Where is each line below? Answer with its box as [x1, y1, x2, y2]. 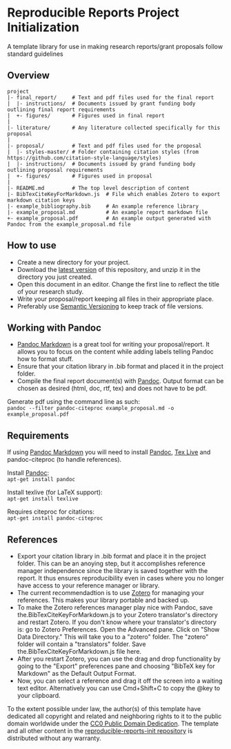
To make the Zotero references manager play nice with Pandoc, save [17, 603, 213, 612]
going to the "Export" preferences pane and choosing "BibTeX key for [17, 662, 215, 670]
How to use [7, 240, 57, 251]
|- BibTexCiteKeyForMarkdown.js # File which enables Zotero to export [7, 191, 221, 197]
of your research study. [17, 287, 84, 295]
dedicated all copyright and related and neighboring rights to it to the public [7, 712, 222, 720]
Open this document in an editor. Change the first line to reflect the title [17, 280, 219, 288]
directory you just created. [17, 273, 93, 281]
